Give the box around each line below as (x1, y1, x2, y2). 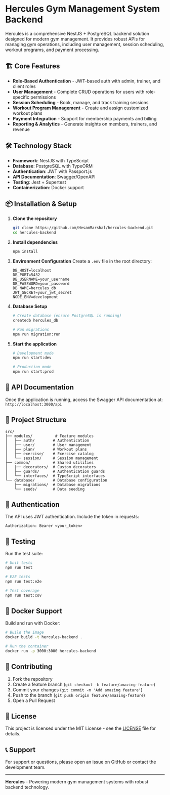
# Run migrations (12, 327, 50, 332)
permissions (30, 94, 56, 100)
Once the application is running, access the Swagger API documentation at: (5, 396, 163, 403)
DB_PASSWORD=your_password (12, 281, 70, 286)
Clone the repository (12, 215, 57, 222)
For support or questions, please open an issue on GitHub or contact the (5, 759, 156, 765)
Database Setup (12, 303, 48, 309)
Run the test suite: (5, 551, 43, 557)
